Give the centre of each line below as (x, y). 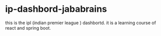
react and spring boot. (28, 28)
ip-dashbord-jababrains (56, 9)
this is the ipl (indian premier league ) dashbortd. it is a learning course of (81, 23)
